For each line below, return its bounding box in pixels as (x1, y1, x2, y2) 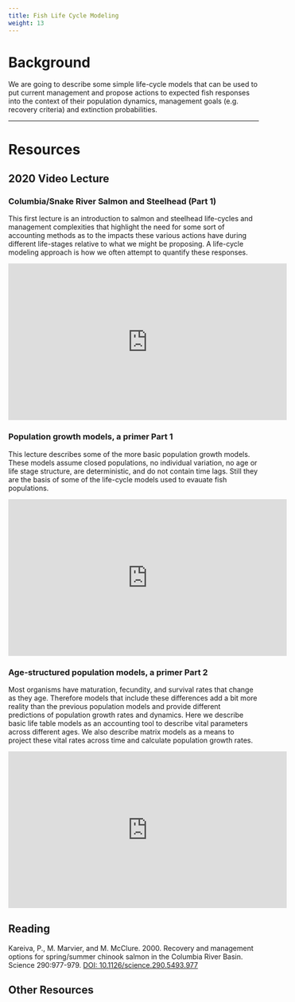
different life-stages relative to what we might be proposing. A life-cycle (8, 240, 244, 249)
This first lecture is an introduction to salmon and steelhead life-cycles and (8, 214, 253, 224)
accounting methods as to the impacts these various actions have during (8, 231, 246, 240)
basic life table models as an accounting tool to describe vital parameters (8, 718, 248, 728)
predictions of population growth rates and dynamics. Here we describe (8, 710, 244, 719)
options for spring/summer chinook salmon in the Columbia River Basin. (8, 952, 243, 961)
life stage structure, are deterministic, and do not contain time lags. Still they (8, 466, 258, 476)
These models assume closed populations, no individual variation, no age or (8, 458, 258, 467)
